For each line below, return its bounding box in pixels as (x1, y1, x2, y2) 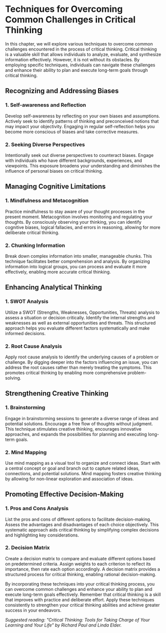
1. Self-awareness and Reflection (5, 101, 86, 108)
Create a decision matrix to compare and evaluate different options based (5, 555, 156, 561)
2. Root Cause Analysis (5, 342, 62, 349)
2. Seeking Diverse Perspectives (5, 141, 85, 148)
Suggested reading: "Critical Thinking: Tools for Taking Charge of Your (5, 617, 150, 623)
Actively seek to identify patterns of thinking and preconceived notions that (5, 118, 159, 124)
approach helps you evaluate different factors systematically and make (5, 325, 150, 331)
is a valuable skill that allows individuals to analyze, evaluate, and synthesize (5, 51, 162, 57)
